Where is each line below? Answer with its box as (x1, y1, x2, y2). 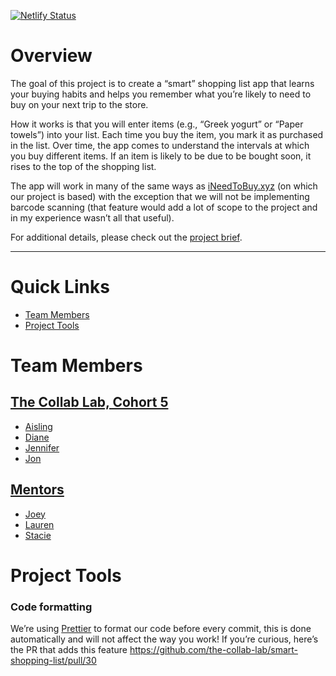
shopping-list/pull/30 (10, 655, 97, 667)
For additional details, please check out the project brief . (10, 231, 243, 243)
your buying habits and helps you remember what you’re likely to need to (10, 88, 312, 100)
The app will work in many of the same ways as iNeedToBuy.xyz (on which (10, 180, 318, 192)
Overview (10, 45, 93, 67)
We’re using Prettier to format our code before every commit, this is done (10, 623, 312, 635)
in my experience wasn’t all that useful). (10, 211, 175, 224)
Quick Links (10, 276, 110, 299)
